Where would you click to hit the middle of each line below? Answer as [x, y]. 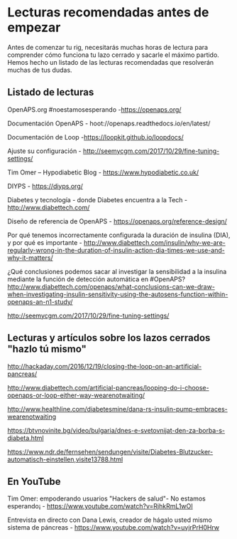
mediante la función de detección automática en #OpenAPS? [97, 279]
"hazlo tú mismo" [47, 349]
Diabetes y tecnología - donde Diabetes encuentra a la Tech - [98, 199]
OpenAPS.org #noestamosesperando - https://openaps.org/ [94, 109]
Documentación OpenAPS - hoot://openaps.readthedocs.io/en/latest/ [109, 123]
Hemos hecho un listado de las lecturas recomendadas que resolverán [111, 62]
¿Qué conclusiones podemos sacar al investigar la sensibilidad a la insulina [117, 271]
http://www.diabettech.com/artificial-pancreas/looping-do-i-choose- [108, 387]
